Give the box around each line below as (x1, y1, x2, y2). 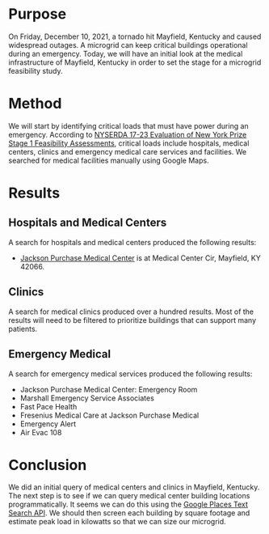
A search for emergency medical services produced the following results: (8, 369, 253, 379)
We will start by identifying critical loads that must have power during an (8, 121, 249, 130)
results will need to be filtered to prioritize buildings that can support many (8, 315, 257, 324)
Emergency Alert (19, 418, 77, 429)
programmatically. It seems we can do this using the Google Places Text (8, 499, 249, 510)
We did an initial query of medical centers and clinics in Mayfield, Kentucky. (8, 482, 260, 492)
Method (8, 95, 62, 113)
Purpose (8, 5, 67, 23)
